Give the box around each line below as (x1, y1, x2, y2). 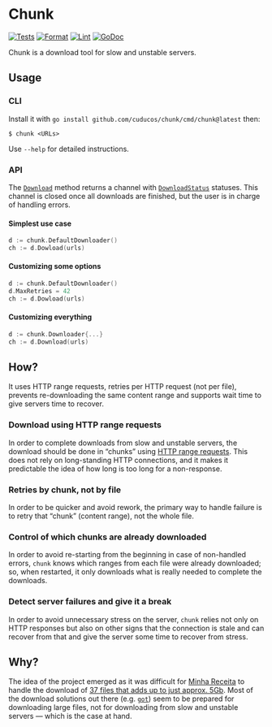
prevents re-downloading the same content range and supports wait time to (8, 391, 262, 400)
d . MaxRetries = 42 (8, 287, 71, 295)
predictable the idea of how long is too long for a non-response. (8, 464, 222, 474)
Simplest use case (8, 219, 71, 228)
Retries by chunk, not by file (8, 484, 122, 495)
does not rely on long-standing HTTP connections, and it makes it (8, 455, 229, 465)
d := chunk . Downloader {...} (8, 330, 104, 338)
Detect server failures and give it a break (8, 596, 172, 608)
